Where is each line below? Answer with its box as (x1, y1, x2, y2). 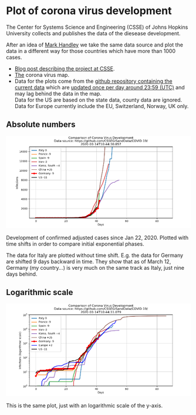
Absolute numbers (6, 119, 76, 130)
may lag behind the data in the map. (14, 90, 102, 97)
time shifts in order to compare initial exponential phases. (6, 240, 145, 247)
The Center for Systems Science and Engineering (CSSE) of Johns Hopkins (6, 24, 188, 31)
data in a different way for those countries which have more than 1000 (6, 47, 176, 54)
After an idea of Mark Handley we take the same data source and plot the (6, 41, 184, 48)
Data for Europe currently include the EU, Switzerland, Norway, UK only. (14, 102, 189, 109)
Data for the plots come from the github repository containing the (14, 78, 173, 85)
